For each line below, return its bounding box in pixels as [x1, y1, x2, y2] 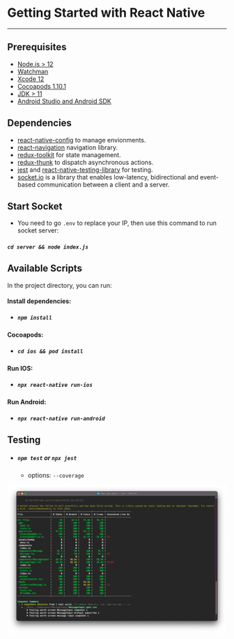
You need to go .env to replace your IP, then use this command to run [17, 219, 217, 228]
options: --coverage [27, 471, 85, 480]
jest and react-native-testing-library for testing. [17, 166, 153, 174]
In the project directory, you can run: [7, 281, 112, 289]
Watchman [17, 67, 49, 75]
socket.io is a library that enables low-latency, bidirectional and [17, 172, 198, 181]
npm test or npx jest [17, 453, 77, 462]
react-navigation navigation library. [17, 143, 118, 152]
